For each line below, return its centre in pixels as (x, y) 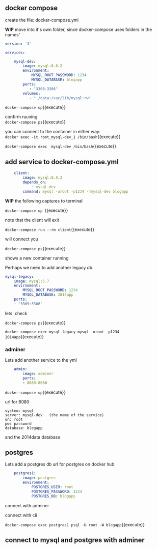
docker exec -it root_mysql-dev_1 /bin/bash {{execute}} (63, 137)
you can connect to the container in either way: (53, 132)
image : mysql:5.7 (32, 281)
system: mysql (20, 411)
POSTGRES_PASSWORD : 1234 (57, 491)
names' (13, 34)
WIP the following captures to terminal (44, 201)
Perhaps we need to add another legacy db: (50, 267)
